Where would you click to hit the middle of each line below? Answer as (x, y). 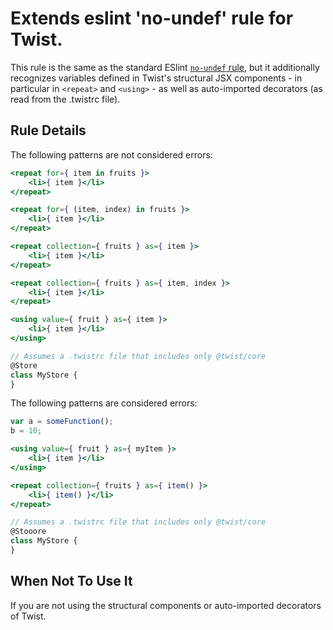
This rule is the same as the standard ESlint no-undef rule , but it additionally (165, 67)
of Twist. (28, 616)
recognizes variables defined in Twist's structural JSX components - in (156, 78)
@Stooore (28, 532)
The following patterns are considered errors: (104, 403)
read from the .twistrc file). (65, 99)
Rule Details (48, 130)
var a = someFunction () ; (62, 422)
